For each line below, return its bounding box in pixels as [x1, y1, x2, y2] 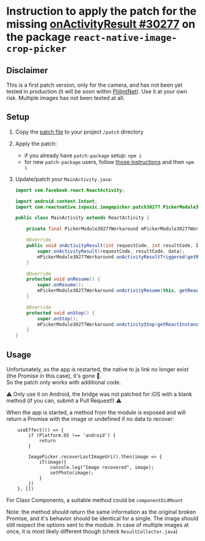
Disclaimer [6, 65, 48, 76]
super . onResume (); [37, 282, 84, 288]
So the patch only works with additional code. [6, 379, 121, 385]
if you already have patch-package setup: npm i [24, 151, 142, 159]
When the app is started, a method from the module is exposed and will [6, 409, 186, 416]
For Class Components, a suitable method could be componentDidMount [6, 496, 183, 504]
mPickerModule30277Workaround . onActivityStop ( [37, 321, 158, 328]
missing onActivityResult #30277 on [6, 17, 196, 31]
